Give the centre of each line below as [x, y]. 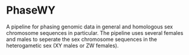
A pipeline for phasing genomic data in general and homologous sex [90, 27]
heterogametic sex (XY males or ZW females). [62, 46]
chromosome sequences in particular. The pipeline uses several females [95, 33]
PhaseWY [31, 10]
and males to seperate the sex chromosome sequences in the [82, 39]
